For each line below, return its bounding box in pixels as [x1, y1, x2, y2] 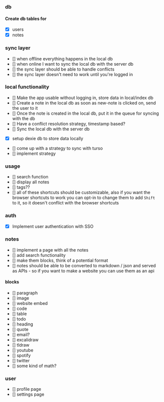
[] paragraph [12, 290, 38, 296]
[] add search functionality [12, 252, 66, 258]
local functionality [5, 83, 49, 90]
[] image [12, 295, 29, 301]
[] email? [12, 332, 30, 338]
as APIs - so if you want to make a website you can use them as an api [12, 268, 155, 274]
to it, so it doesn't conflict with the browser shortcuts [12, 200, 119, 206]
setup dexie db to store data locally [12, 135, 83, 141]
